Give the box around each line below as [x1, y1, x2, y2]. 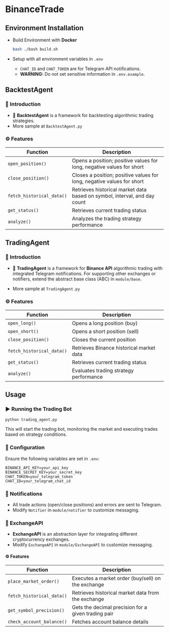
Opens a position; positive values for [72, 157, 158, 164]
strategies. [12, 118, 35, 124]
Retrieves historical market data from [72, 589, 159, 596]
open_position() [8, 160, 47, 166]
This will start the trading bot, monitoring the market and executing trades [5, 426, 158, 432]
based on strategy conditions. [5, 431, 67, 437]
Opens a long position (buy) [72, 319, 138, 326]
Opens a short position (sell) [72, 328, 139, 335]
